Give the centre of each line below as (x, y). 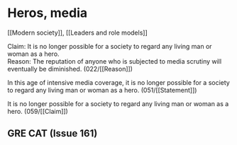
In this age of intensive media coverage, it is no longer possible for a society (119, 82)
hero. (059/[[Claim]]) (38, 111)
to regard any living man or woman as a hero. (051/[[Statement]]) (102, 90)
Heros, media (48, 13)
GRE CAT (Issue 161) (53, 133)
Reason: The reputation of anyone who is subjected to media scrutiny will (115, 61)
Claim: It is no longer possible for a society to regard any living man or (110, 46)
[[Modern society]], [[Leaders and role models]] (77, 33)
